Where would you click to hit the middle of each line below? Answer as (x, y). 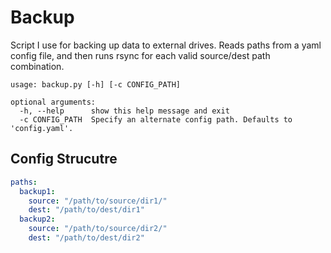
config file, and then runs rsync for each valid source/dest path (140, 55)
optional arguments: (53, 102)
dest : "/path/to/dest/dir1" (86, 210)
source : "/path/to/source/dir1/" (98, 201)
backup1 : (37, 191)
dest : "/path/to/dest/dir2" (86, 238)
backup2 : (37, 219)
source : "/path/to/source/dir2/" (98, 229)
